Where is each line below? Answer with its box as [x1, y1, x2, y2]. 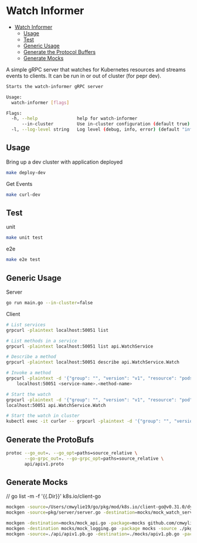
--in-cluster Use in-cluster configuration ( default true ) [21, 121, 191, 127]
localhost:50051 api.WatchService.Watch [6, 402, 107, 408]
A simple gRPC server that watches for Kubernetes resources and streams [6, 66, 186, 73]
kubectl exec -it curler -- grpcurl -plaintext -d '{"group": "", [6, 418, 172, 425]
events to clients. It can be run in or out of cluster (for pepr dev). [6, 72, 161, 79]
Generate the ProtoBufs [6, 435, 94, 444]
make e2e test [6, 257, 41, 263]
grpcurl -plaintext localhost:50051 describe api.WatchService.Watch [6, 359, 180, 365]
